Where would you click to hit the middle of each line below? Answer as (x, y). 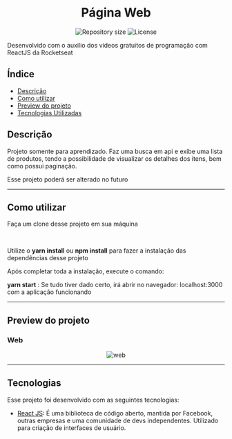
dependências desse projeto (48, 258)
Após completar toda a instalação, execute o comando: (86, 271)
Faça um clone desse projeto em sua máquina (72, 224)
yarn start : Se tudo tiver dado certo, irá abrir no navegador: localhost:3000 (115, 285)
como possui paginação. (42, 166)
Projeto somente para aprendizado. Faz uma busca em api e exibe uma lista (115, 151)
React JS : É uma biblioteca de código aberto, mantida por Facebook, (115, 413)
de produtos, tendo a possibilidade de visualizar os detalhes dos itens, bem (115, 158)
